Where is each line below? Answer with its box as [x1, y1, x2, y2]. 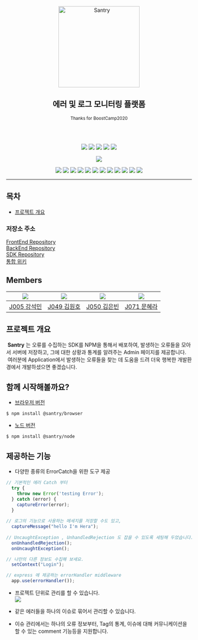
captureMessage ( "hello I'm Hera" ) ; [11, 524, 99, 530]
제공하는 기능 [6, 451, 51, 461]
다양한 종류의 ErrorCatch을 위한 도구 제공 [14, 468, 111, 475]
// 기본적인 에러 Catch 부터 [6, 480, 68, 486]
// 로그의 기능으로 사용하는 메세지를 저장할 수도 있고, [6, 518, 122, 524]
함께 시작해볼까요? [6, 382, 70, 392]
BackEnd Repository [6, 244, 55, 252]
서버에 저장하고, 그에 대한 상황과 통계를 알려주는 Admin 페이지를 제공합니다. [12, 348, 187, 355]
